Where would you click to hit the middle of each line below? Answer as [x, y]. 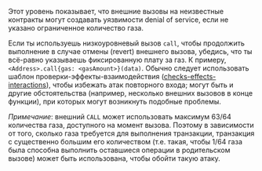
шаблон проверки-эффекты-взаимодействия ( [86, 76]
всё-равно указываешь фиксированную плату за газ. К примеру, [117, 60]
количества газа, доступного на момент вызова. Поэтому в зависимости [131, 125]
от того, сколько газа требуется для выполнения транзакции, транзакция [131, 133]
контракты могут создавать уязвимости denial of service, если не [118, 20]
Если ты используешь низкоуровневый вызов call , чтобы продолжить [127, 43]
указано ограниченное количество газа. [76, 28]
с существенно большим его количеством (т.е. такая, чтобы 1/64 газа [126, 142]
